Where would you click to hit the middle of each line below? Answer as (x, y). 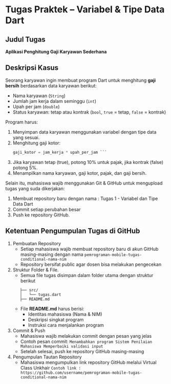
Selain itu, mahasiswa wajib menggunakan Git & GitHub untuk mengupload (84, 183)
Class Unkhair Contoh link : (50, 368)
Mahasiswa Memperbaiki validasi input (62, 346)
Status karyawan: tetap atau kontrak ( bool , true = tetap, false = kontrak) (89, 112)
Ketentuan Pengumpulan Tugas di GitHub (73, 231)
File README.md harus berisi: (52, 308)
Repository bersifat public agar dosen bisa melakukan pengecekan (91, 264)
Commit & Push (29, 331)
